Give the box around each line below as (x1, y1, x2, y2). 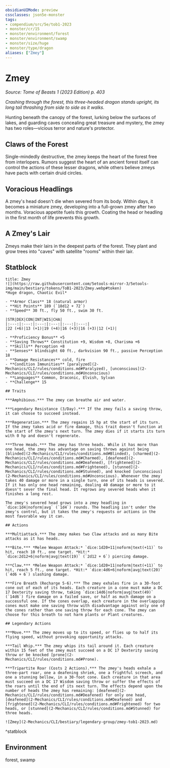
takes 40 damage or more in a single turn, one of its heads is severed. (5, 478, 165, 483)
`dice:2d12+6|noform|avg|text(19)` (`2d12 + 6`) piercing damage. (5, 554, 149, 559)
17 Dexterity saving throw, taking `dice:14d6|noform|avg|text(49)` (5, 590, 154, 595)
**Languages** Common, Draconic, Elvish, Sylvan (10, 375, 115, 380)
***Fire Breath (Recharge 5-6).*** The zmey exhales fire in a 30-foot (5, 580, 160, 586)
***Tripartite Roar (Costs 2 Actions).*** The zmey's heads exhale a (5, 665, 156, 671)
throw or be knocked (5, 652, 49, 657)
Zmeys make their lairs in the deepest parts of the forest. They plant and (5, 243, 157, 249)
